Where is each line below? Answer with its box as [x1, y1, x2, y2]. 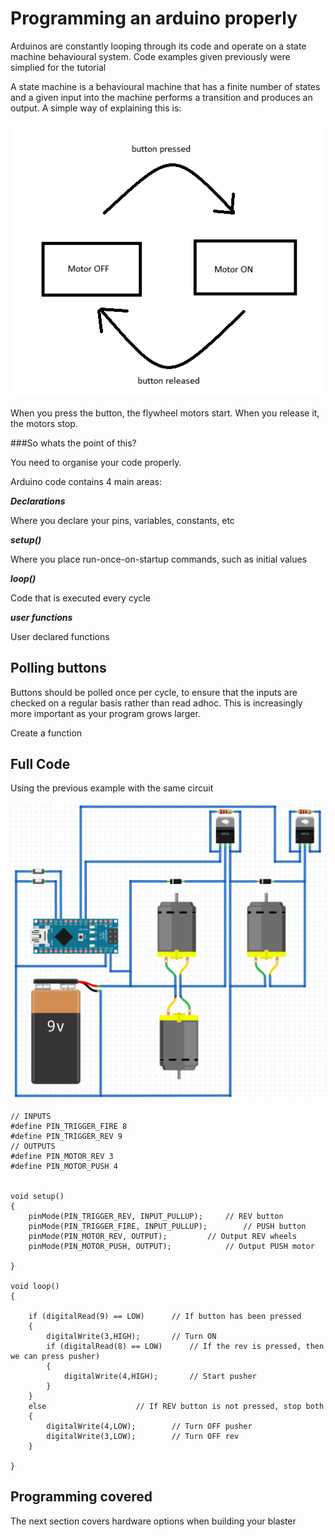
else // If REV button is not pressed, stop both [28, 1401, 325, 1411]
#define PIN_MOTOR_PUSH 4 [10, 1161, 118, 1171]
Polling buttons [10, 660, 107, 677]
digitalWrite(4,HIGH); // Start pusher [63, 1371, 257, 1381]
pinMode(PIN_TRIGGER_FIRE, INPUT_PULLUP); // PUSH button [28, 1221, 307, 1231]
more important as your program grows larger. [10, 707, 201, 719]
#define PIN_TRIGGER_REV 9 [10, 1131, 123, 1141]
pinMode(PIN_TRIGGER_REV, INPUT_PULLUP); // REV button [28, 1211, 284, 1221]
